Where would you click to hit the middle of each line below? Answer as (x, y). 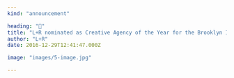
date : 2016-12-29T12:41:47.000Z (54, 46)
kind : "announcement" (39, 13)
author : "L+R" (28, 39)
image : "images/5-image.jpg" (49, 58)
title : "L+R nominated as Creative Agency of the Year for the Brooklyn (115, 32)
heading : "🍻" (26, 26)
